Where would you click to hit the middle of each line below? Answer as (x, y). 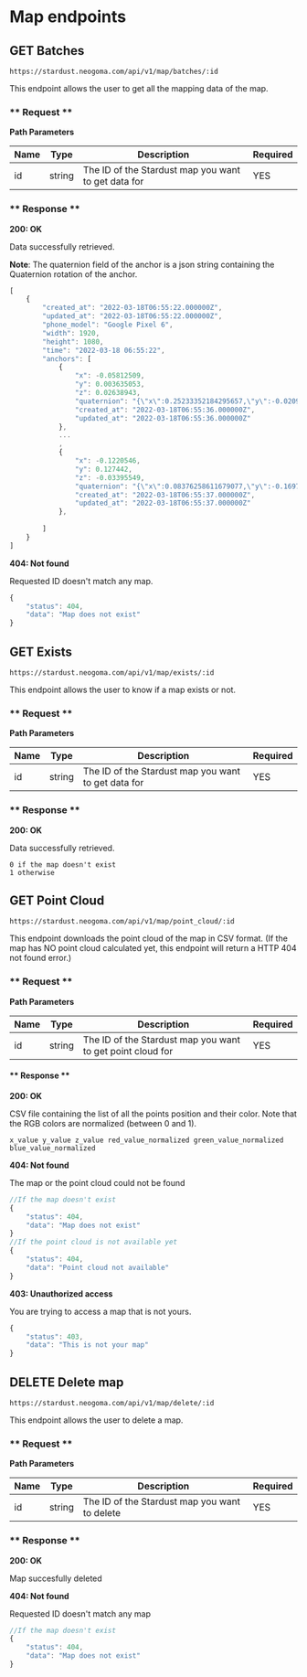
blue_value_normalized (53, 1148)
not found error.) (41, 958)
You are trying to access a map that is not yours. (101, 1311)
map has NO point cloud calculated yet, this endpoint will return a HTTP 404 (153, 948)
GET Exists (41, 652)
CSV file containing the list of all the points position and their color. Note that (153, 1114)
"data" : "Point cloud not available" (98, 1267)
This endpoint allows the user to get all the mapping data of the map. (139, 88)
